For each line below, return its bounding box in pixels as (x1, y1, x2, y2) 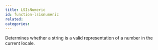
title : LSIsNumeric (5, 7, 46, 12)
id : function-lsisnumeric (5, 12, 59, 17)
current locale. (5, 40, 35, 46)
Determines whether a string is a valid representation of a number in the (5, 35, 153, 41)
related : (5, 16, 23, 21)
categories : (5, 21, 30, 26)
